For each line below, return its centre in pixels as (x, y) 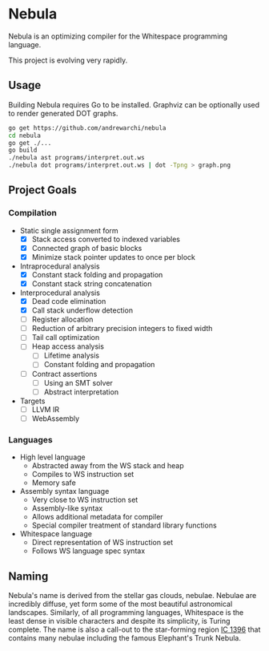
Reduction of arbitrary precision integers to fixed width (122, 329)
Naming (28, 576)
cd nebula (25, 135)
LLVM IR (46, 409)
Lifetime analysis (72, 356)
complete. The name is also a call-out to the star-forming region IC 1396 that (134, 629)
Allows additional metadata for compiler (97, 517)
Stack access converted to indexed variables (106, 239)
